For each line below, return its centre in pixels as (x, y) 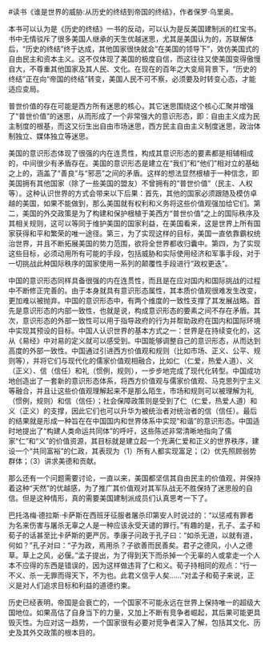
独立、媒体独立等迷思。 (54, 136)
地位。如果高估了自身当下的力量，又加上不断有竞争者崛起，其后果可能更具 (138, 613)
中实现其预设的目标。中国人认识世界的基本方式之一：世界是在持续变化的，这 (134, 331)
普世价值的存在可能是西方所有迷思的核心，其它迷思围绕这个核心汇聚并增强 (131, 106)
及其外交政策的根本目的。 (57, 633)
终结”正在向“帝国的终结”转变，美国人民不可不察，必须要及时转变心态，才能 (132, 79)
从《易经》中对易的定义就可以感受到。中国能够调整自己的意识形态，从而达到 (134, 341)
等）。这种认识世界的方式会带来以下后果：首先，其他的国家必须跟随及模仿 (129, 193)
